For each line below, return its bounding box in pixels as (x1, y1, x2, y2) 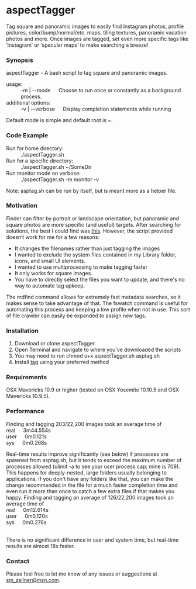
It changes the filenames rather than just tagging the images (14, 245, 160, 252)
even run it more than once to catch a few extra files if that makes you (6, 487, 175, 494)
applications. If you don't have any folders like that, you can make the (6, 475, 174, 482)
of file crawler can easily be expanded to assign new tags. (6, 312, 147, 319)
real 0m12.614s (6, 506, 49, 513)
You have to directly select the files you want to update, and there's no (14, 276, 185, 283)
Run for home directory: (6, 144, 64, 152)
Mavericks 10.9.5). (6, 393, 50, 400)
